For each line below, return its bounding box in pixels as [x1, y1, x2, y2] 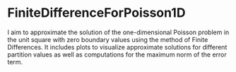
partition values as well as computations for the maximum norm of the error [7, 50, 228, 59]
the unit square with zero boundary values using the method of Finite [7, 35, 208, 43]
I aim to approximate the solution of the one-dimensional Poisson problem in [7, 28, 230, 36]
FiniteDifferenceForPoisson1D [7, 5, 186, 21]
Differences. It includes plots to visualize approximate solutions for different [7, 43, 228, 51]
